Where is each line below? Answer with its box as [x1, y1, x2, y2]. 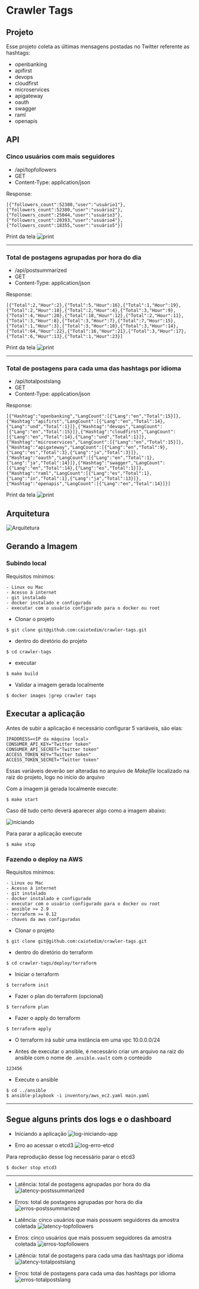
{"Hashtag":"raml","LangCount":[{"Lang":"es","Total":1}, [6, 470, 152, 477]
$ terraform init [6, 982, 49, 988]
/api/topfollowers [14, 166, 57, 173]
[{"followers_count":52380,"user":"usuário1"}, [6, 201, 126, 208]
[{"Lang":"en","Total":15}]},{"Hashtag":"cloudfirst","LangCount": [6, 429, 176, 435]
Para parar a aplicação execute [6, 829, 82, 837]
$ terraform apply [6, 1025, 52, 1032]
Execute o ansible [14, 1076, 58, 1083]
